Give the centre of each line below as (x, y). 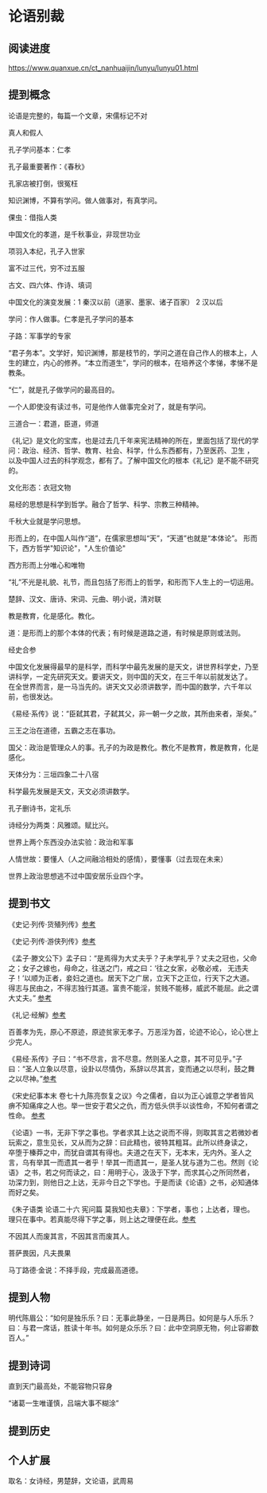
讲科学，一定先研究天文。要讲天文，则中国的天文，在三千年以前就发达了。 (130, 676)
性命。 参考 (27, 1115)
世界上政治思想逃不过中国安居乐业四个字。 (78, 876)
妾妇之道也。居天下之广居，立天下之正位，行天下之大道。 (160, 978)
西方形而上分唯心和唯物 (46, 565)
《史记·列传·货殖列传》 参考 (52, 924)
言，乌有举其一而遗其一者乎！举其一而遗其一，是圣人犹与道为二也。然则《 (130, 1162)
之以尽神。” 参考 (33, 1078)
